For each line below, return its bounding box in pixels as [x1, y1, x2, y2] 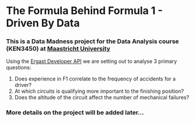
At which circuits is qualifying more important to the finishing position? [14, 88, 184, 95]
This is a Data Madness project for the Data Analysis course [6, 37, 179, 46]
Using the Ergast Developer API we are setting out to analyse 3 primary [6, 58, 177, 65]
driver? [14, 82, 32, 89]
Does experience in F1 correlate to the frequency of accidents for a [14, 75, 176, 82]
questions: [6, 64, 32, 71]
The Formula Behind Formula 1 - [6, 4, 163, 18]
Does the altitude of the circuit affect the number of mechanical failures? [14, 94, 190, 101]
